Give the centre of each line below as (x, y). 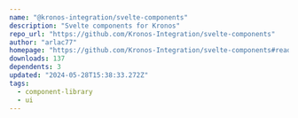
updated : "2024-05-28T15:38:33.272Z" (79, 75)
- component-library (55, 91)
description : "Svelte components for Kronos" (94, 26)
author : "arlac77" (43, 42)
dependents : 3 (35, 67)
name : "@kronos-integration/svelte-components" (99, 17)
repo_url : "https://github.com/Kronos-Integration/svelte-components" (142, 34)
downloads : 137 (37, 59)
